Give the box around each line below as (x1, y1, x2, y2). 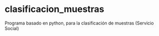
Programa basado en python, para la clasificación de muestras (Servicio (5, 20, 154, 26)
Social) (5, 25, 20, 31)
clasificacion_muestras (5, 3, 105, 15)
